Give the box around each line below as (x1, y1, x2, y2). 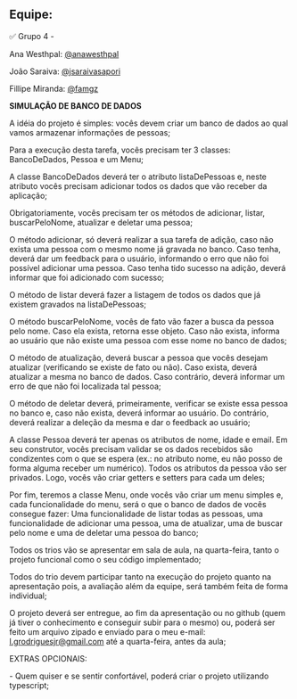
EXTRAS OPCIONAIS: (9, 653, 87, 663)
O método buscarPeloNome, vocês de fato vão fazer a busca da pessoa (9, 316, 275, 326)
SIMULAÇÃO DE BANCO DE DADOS (9, 100, 142, 111)
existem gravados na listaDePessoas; (9, 299, 147, 309)
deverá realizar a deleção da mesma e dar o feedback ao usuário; (9, 416, 252, 427)
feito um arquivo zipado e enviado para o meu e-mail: (9, 626, 206, 637)
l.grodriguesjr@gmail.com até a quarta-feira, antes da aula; (9, 636, 227, 646)
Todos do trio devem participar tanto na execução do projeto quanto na (9, 571, 272, 582)
